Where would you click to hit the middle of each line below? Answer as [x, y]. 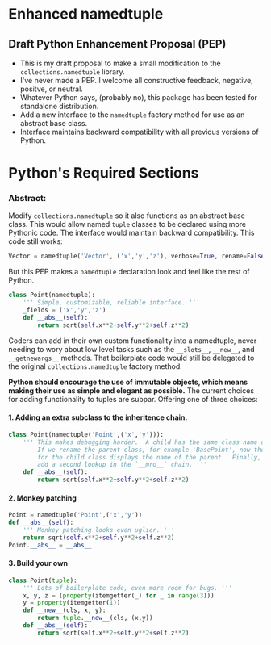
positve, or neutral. [51, 89]
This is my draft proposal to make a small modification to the [120, 63]
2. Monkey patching [42, 498]
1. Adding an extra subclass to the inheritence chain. [98, 417]
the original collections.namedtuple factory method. [96, 366]
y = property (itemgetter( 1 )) [72, 603]
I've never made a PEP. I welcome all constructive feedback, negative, [137, 80]
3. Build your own [38, 563]
